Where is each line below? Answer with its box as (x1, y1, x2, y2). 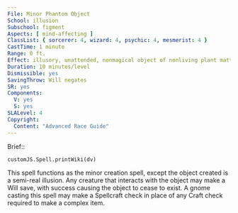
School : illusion (7, 17, 59, 24)
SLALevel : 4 (7, 109, 42, 116)
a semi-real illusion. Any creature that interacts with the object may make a (7, 175, 225, 185)
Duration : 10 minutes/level (7, 63, 91, 70)
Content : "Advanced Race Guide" (13, 122, 110, 130)
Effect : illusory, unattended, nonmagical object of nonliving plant (7, 57, 217, 64)
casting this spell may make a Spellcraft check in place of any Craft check (7, 191, 223, 200)
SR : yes (7, 83, 30, 90)
